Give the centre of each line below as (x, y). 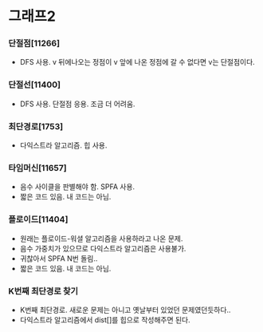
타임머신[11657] (37, 168)
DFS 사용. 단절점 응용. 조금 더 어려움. (77, 104)
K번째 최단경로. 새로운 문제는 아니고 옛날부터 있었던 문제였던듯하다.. (125, 310)
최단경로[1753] (36, 126)
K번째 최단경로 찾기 (43, 290)
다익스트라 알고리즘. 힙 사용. (63, 145)
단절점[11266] (34, 43)
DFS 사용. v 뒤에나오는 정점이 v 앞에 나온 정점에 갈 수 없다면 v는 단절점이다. (137, 62)
